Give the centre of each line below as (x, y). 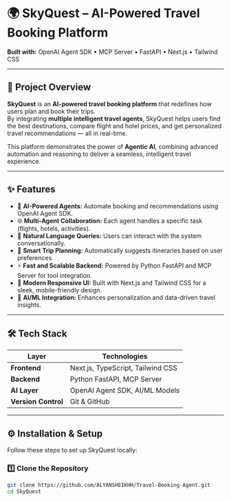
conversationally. (41, 243)
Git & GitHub (90, 402)
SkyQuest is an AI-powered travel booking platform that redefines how (109, 103)
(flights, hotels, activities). (54, 228)
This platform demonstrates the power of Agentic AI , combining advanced (113, 146)
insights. (29, 305)
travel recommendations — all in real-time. (67, 133)
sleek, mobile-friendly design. (59, 290)
